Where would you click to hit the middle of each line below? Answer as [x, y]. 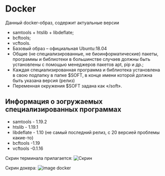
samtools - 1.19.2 [30, 122]
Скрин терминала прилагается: [39, 158]
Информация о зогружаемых [54, 102]
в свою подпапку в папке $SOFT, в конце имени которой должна [82, 75]
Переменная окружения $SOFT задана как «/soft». [67, 85]
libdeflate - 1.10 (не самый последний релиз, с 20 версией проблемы [86, 132]
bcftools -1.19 [26, 143]
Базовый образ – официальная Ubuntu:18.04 [60, 48]
